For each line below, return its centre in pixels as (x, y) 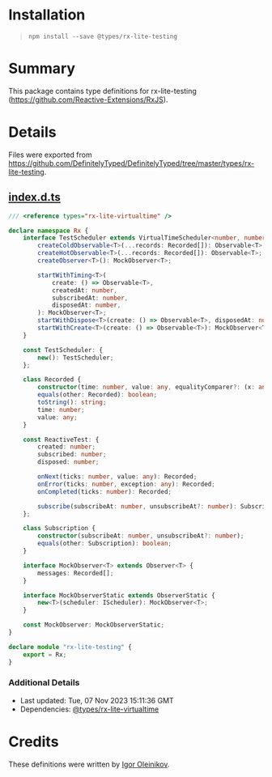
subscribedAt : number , (90, 298)
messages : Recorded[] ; (76, 573)
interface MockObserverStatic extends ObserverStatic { (119, 595)
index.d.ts (34, 197)
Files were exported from (50, 155)
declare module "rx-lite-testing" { (70, 647)
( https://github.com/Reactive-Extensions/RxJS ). (88, 100)
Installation (47, 15)
